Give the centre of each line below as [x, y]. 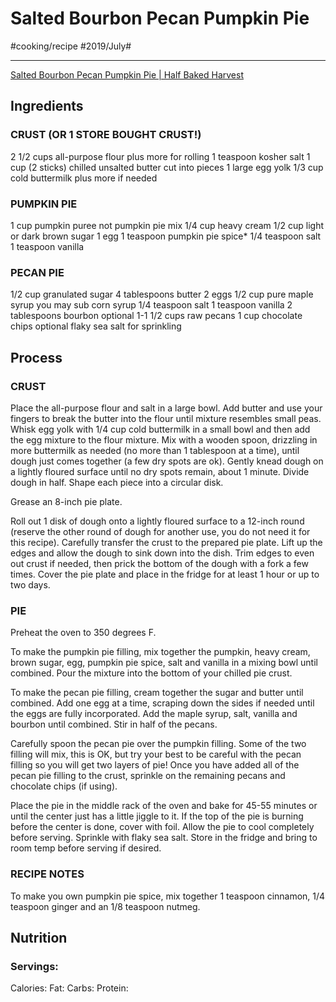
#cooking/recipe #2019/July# [71, 46]
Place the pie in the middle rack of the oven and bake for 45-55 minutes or [164, 806]
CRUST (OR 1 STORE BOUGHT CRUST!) [106, 135]
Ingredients [47, 106]
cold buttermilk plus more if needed [84, 178]
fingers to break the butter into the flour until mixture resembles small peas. [166, 418]
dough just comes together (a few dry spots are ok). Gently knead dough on [167, 461]
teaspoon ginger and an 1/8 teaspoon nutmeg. [105, 906]
